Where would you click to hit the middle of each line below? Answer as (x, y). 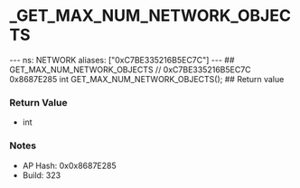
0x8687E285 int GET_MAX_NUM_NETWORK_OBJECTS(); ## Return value (147, 79)
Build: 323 (42, 175)
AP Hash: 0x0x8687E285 (70, 165)
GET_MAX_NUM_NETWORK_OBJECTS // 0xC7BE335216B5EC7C (130, 70)
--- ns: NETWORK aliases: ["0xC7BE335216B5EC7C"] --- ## (122, 60)
